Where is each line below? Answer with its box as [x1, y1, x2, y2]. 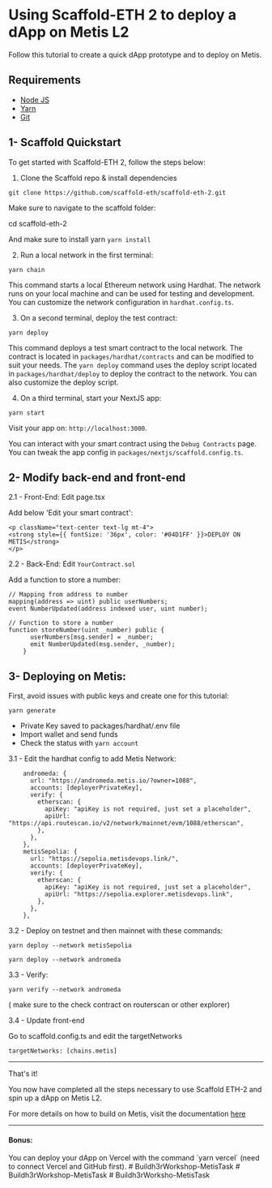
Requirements [8, 73, 81, 87]
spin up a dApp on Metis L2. [8, 1093, 103, 1103]
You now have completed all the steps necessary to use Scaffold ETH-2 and [8, 1085, 262, 1095]
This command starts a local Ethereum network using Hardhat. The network [8, 280, 261, 290]
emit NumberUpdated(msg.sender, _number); [29, 640, 176, 648]
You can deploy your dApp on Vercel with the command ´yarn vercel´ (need [8, 1153, 261, 1163]
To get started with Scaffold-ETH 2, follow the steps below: [8, 157, 206, 167]
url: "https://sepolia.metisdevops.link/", [29, 854, 180, 863]
